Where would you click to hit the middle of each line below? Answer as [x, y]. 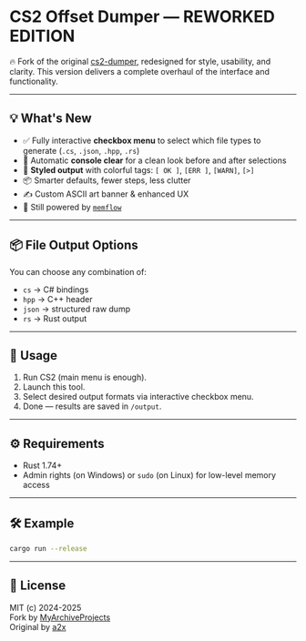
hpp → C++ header [57, 299]
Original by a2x [38, 626]
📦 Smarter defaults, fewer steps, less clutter [107, 180]
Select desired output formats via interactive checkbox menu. [138, 397]
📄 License [38, 586]
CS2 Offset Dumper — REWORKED [143, 17]
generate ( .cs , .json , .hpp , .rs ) [81, 150]
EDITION [42, 36]
